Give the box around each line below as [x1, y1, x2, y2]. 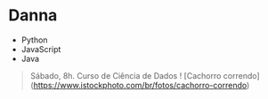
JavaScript [20, 43, 61, 54]
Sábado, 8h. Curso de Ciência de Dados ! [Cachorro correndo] [29, 70, 260, 80]
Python [20, 34, 48, 45]
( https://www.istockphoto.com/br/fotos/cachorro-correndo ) [29, 80, 250, 90]
